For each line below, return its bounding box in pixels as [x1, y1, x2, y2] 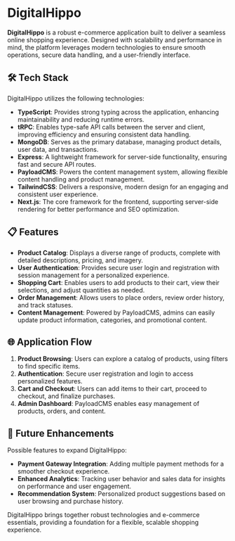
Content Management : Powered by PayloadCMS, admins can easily [17, 308, 215, 317]
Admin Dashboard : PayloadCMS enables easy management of [17, 400, 200, 408]
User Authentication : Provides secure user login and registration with [17, 263, 220, 272]
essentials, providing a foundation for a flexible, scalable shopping [7, 518, 199, 527]
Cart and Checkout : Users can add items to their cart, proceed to [17, 385, 207, 393]
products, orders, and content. [17, 407, 107, 416]
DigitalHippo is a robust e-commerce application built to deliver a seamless [7, 28, 226, 37]
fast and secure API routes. [17, 160, 97, 168]
